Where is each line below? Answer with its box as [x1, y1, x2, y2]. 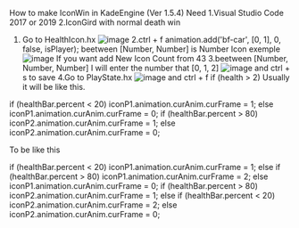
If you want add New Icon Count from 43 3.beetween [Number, [56, 53, 288, 63]
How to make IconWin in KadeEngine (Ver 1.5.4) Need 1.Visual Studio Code [9, 8, 284, 18]
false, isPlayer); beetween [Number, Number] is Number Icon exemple [21, 44, 281, 54]
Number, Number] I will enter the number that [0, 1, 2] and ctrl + [21, 62, 290, 73]
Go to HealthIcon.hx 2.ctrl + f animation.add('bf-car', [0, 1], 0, [21, 35, 281, 45]
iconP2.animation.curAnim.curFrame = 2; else [9, 199, 178, 210]
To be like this [9, 144, 61, 155]
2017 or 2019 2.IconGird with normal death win [9, 17, 181, 28]
